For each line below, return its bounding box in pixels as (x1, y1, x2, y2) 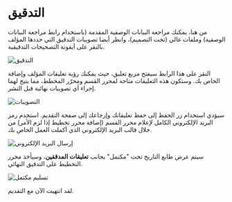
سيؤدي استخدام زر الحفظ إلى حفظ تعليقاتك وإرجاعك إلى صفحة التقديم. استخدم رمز (8, 111, 224, 119)
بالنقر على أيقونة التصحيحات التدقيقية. (8, 42, 105, 50)
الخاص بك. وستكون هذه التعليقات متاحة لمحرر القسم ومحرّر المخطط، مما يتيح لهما (8, 76, 220, 84)
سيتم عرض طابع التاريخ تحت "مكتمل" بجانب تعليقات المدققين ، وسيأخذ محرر (8, 152, 204, 160)
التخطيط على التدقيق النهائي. (8, 159, 82, 167)
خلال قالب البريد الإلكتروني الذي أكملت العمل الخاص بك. (8, 125, 152, 134)
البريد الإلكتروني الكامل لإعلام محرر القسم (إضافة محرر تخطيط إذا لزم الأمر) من (8, 118, 213, 126)
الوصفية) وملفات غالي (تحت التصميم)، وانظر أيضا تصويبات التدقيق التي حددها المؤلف (8, 35, 226, 43)
